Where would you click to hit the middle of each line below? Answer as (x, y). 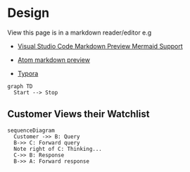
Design (28, 13)
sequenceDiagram (31, 130)
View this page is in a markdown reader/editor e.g (80, 32)
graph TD (20, 86)
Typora (28, 73)
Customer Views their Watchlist (78, 114)
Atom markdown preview (53, 60)
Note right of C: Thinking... (58, 149)
